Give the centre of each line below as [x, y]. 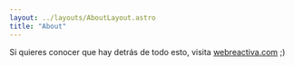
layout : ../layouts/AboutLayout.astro [83, 18]
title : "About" [38, 26]
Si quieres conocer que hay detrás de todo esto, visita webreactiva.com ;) [147, 52]
